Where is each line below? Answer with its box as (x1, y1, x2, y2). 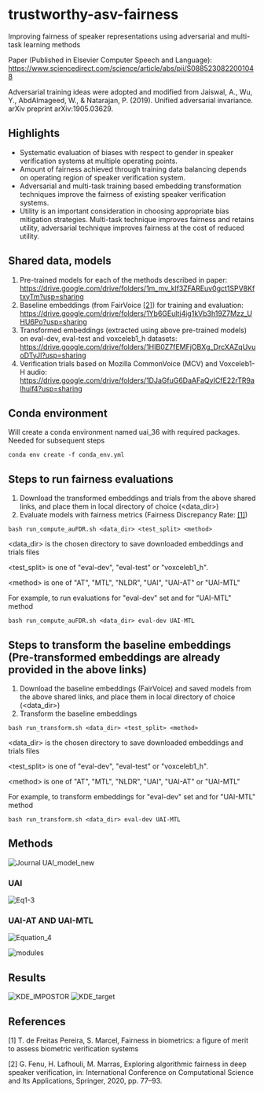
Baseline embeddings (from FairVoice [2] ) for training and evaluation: (19, 300, 244, 309)
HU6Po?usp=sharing (19, 317, 88, 326)
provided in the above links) (8, 663, 147, 676)
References (8, 1014, 66, 1028)
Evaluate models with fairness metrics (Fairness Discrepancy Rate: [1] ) (19, 510, 248, 520)
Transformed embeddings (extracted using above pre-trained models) (19, 325, 247, 335)
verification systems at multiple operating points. (19, 156, 178, 165)
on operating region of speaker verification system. (19, 172, 186, 182)
